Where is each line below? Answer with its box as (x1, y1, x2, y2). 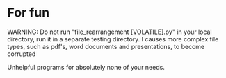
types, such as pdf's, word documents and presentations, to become (7, 42, 205, 50)
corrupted (7, 50, 36, 58)
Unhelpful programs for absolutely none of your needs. (7, 63, 165, 71)
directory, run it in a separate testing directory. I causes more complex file (7, 35, 219, 43)
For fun (7, 5, 50, 21)
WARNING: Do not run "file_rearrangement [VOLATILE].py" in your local (7, 28, 212, 36)
